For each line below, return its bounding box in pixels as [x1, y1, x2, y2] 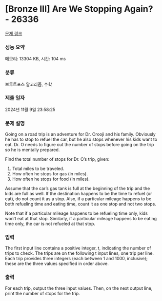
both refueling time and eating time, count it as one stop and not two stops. [5, 201, 156, 207]
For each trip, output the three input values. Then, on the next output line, [5, 285, 153, 291]
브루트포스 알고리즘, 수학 [5, 81, 52, 87]
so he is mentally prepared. [5, 147, 60, 153]
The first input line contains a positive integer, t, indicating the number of [5, 245, 151, 251]
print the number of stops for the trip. [5, 290, 80, 296]
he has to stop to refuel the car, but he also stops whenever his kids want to [5, 136, 158, 142]
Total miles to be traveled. [12, 166, 64, 171]
